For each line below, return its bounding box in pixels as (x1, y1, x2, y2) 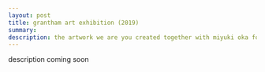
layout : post (8, 11, 51, 20)
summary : (8, 26, 37, 34)
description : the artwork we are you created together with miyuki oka (8, 33, 248, 41)
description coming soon (8, 55, 89, 64)
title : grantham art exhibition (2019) (8, 19, 140, 27)
